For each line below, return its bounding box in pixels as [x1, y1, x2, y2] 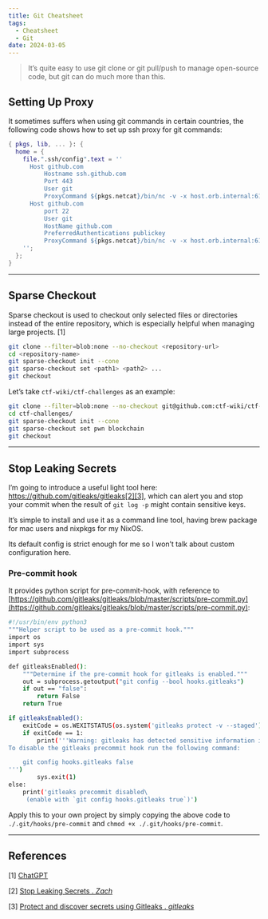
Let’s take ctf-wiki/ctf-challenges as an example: [8, 387, 175, 396]
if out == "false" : [22, 685, 88, 693]
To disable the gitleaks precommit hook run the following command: [8, 744, 241, 752]
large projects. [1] [8, 327, 66, 337]
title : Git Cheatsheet [8, 11, 84, 20]
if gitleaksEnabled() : [8, 714, 84, 722]
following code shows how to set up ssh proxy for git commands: [8, 125, 223, 134]
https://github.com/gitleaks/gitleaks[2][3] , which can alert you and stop [8, 491, 243, 501]
